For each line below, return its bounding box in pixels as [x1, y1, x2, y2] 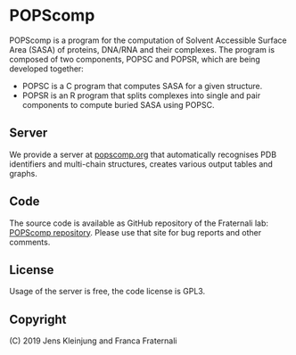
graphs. [9, 168, 37, 178]
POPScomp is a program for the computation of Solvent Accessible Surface [9, 35, 287, 45]
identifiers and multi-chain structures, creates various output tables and [9, 158, 274, 169]
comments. [9, 236, 51, 247]
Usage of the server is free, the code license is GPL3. [9, 286, 206, 297]
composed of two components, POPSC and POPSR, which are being [9, 54, 260, 64]
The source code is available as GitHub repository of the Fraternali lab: [9, 218, 269, 228]
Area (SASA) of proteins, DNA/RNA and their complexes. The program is [9, 44, 275, 54]
